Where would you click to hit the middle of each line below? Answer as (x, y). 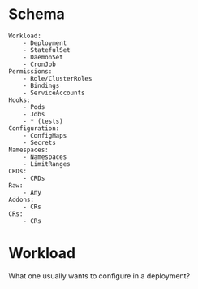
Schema (37, 14)
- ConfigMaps (45, 135)
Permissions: (30, 71)
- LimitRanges (47, 164)
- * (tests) (43, 121)
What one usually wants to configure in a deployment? (99, 276)
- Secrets (40, 142)
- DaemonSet (43, 57)
